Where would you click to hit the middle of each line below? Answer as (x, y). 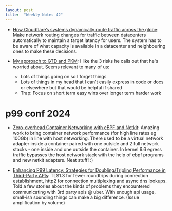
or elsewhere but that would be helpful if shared (71, 87)
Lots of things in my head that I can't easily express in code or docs (92, 82)
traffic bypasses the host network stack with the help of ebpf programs (88, 155)
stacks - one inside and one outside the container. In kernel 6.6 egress (87, 150)
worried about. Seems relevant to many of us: (61, 67)
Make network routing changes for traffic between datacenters (79, 35)
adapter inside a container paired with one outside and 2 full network (86, 144)
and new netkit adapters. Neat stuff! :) (53, 160)
